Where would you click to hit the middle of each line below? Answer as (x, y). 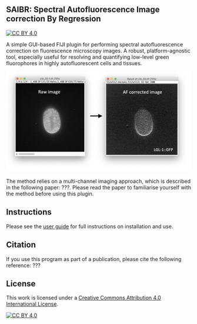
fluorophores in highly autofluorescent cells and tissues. (74, 63)
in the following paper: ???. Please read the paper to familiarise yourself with (98, 187)
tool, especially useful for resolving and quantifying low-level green (88, 57)
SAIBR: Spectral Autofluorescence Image (83, 10)
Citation (21, 245)
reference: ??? (24, 265)
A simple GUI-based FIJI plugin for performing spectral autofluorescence (95, 44)
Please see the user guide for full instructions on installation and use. (90, 226)
